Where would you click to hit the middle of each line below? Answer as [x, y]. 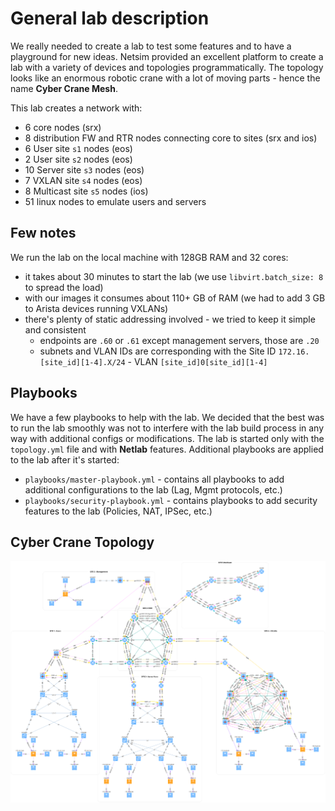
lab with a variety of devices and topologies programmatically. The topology [167, 67]
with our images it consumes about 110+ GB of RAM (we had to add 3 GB [175, 298]
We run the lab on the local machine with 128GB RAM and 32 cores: [149, 257]
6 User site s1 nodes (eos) [78, 148]
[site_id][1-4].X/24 [82, 362]
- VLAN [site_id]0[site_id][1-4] [197, 361]
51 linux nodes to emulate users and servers [115, 201]
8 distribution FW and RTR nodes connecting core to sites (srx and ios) [171, 138]
